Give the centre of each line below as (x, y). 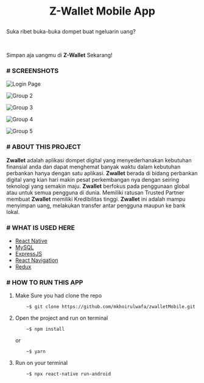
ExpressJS (29, 254)
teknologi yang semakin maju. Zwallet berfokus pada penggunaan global (98, 186)
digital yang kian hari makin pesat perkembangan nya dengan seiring (93, 179)
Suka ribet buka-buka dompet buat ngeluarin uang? (71, 32)
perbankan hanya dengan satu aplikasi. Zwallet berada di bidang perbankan (102, 173)
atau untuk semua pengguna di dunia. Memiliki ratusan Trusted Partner (95, 192)
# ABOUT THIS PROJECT (44, 147)
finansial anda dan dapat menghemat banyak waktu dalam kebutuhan (93, 167)
